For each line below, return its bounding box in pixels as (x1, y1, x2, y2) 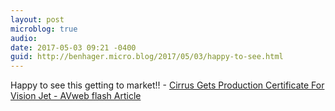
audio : (10, 33, 38, 43)
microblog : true (10, 24, 78, 34)
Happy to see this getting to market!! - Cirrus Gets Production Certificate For (10, 79, 325, 91)
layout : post (10, 14, 65, 25)
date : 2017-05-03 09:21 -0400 (10, 42, 137, 53)
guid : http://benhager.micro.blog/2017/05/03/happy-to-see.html (10, 52, 284, 62)
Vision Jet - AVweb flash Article (10, 90, 142, 102)
